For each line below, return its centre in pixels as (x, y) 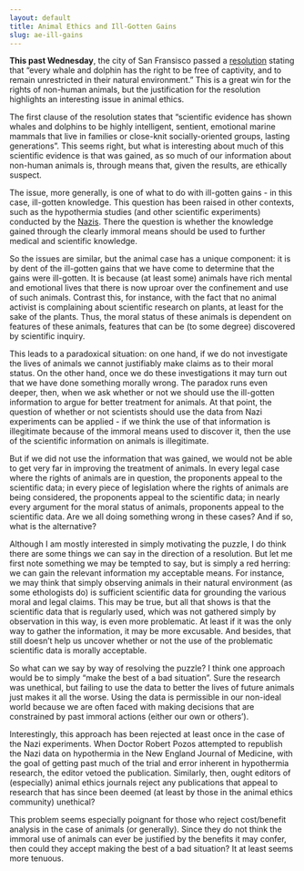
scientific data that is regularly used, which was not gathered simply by (143, 612)
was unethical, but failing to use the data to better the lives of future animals (152, 688)
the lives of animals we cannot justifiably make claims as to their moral (142, 364)
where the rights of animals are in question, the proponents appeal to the (146, 478)
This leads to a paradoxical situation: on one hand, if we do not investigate (149, 354)
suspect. (26, 175)
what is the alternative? (53, 527)
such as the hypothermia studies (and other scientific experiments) (135, 212)
